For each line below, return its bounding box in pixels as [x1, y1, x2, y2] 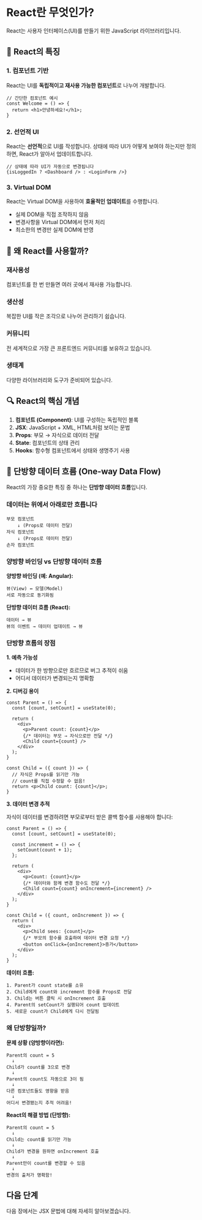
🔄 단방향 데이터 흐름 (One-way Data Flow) [6, 466, 161, 476]
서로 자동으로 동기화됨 [6, 592, 54, 599]
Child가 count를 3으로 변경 [6, 1064, 70, 1070]
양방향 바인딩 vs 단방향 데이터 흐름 [6, 557, 102, 566]
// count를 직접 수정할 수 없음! [12, 778, 86, 784]
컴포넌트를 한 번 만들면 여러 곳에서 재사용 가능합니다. [6, 280, 132, 288]
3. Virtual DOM [6, 183, 51, 192]
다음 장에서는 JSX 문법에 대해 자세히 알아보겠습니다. [6, 1207, 131, 1215]
